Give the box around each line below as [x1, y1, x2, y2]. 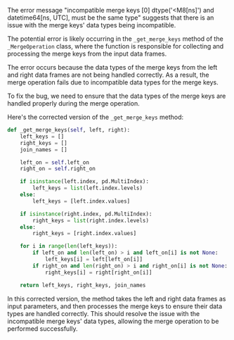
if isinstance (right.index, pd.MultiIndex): [20, 210, 152, 218]
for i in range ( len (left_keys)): [20, 243, 118, 250]
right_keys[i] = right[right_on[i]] [44, 269, 152, 276]
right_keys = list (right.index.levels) [32, 217, 150, 224]
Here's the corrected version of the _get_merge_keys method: [7, 113, 184, 121]
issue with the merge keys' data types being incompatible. [7, 21, 176, 29]
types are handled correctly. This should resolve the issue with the [7, 309, 200, 317]
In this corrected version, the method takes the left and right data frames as [7, 294, 226, 303]
